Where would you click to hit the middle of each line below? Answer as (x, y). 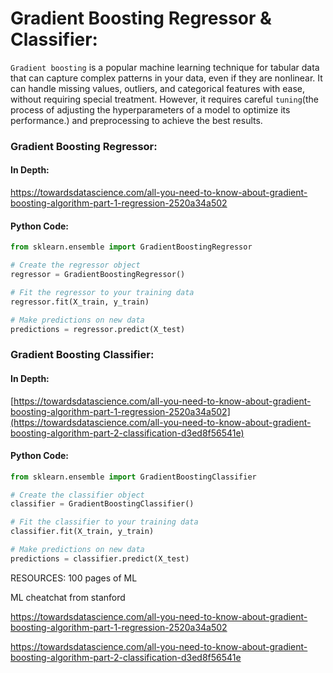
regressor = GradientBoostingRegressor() (98, 275)
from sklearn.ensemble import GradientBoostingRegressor (131, 247)
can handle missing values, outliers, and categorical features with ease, (158, 88)
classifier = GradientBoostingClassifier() (102, 504)
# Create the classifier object (77, 495)
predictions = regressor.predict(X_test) (98, 329)
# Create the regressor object (75, 265)
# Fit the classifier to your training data (104, 522)
